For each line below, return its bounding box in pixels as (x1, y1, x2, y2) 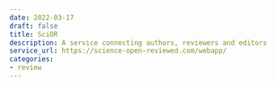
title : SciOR (9, 30, 58, 39)
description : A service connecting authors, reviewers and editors (9, 38, 268, 47)
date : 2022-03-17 (9, 13, 75, 22)
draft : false (9, 21, 58, 30)
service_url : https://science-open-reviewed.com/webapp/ (9, 47, 227, 56)
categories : (9, 55, 54, 64)
